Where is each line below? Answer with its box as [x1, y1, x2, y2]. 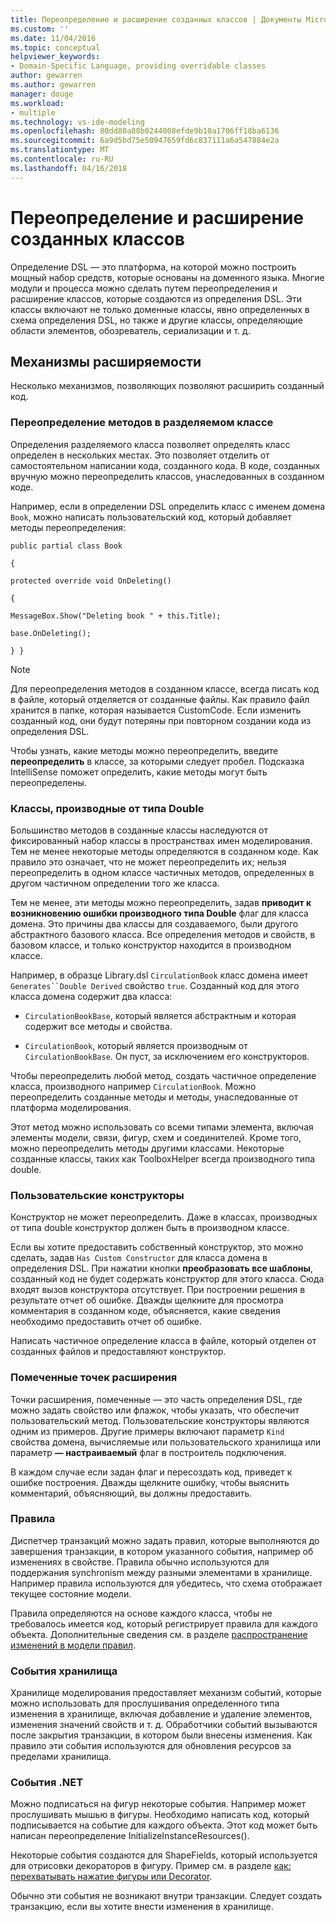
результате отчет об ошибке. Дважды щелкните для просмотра [10, 1294, 284, 1306]
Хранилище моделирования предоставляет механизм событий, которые [10, 1687, 322, 1699]
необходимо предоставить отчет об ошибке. [10, 1316, 202, 1328]
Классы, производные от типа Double [10, 801, 205, 815]
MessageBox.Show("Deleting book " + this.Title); [10, 611, 222, 621]
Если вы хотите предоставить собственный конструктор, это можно [10, 1241, 304, 1253]
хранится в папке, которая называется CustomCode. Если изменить [10, 704, 302, 716]
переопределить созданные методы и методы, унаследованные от [10, 1091, 299, 1103]
